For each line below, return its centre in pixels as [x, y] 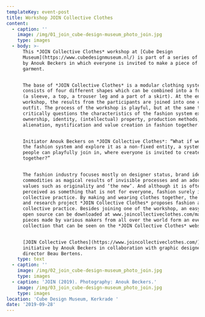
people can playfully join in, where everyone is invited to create [111, 153]
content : [17, 23]
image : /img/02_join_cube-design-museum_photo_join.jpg [90, 271]
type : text [31, 259]
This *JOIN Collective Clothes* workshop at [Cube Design [98, 52]
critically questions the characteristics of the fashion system [107, 114]
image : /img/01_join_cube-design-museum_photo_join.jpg [90, 35]
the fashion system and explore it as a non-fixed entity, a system [111, 147]
